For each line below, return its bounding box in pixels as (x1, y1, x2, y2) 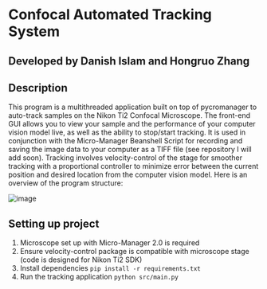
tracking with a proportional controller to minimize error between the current (8, 162, 259, 171)
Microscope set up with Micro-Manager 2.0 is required (19, 238, 200, 248)
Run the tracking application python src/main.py (19, 272, 179, 282)
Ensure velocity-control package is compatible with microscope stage (19, 247, 249, 256)
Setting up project (8, 217, 100, 230)
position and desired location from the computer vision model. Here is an (8, 170, 248, 180)
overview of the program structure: (8, 178, 124, 188)
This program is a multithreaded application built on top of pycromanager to (8, 102, 257, 112)
